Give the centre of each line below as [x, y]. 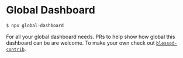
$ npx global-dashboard [35, 26]
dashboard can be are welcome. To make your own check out [80, 43]
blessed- [166, 43]
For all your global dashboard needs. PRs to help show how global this [91, 37]
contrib [15, 49]
